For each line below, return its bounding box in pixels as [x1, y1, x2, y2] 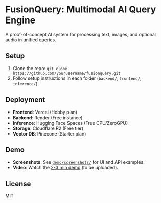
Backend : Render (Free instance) [12, 114, 83, 121]
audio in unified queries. [5, 37, 56, 43]
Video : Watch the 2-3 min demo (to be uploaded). [12, 165, 119, 171]
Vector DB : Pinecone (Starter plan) [12, 130, 86, 137]
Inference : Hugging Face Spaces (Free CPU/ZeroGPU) [12, 120, 128, 126]
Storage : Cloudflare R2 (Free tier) [12, 125, 84, 131]
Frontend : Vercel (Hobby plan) [12, 109, 78, 115]
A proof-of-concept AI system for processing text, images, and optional [5, 31, 156, 37]
